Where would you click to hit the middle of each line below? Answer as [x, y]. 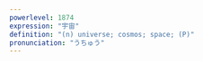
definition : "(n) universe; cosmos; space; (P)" [102, 34]
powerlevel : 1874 [42, 17]
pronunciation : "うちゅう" [57, 43]
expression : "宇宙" [44, 26]
